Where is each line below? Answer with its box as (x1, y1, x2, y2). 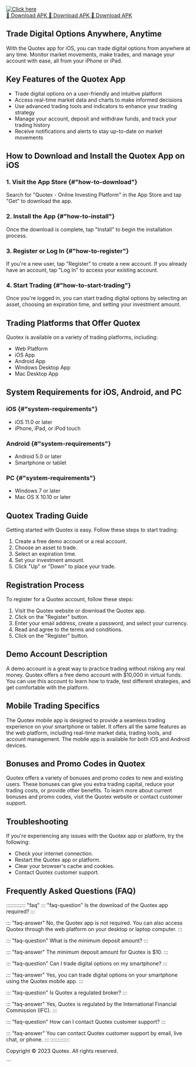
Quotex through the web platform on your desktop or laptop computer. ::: (6, 925, 182, 932)
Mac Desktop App (14, 370, 59, 377)
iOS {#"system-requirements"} (6, 405, 98, 413)
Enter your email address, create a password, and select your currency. (14, 619, 188, 627)
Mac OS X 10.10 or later (14, 494, 71, 501)
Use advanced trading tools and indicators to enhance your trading (14, 102, 178, 109)
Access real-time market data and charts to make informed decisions (14, 96, 182, 103)
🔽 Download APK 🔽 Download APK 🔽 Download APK (6, 12, 132, 19)
